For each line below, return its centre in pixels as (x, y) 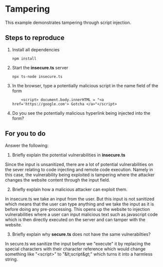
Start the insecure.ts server (40, 67)
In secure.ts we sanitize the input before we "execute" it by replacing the (78, 244)
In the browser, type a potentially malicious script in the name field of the (85, 85)
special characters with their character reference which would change (75, 249)
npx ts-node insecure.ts (37, 77)
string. (11, 259)
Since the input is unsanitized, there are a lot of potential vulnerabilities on (79, 164)
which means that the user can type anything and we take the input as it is (80, 204)
